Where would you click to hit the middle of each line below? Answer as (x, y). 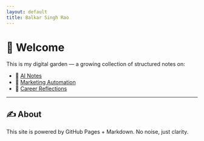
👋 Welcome (36, 48)
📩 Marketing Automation (45, 82)
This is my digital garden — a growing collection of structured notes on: (96, 64)
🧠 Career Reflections (41, 89)
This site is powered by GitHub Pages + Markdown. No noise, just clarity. (97, 132)
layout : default (27, 12)
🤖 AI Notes (29, 76)
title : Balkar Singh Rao (38, 18)
